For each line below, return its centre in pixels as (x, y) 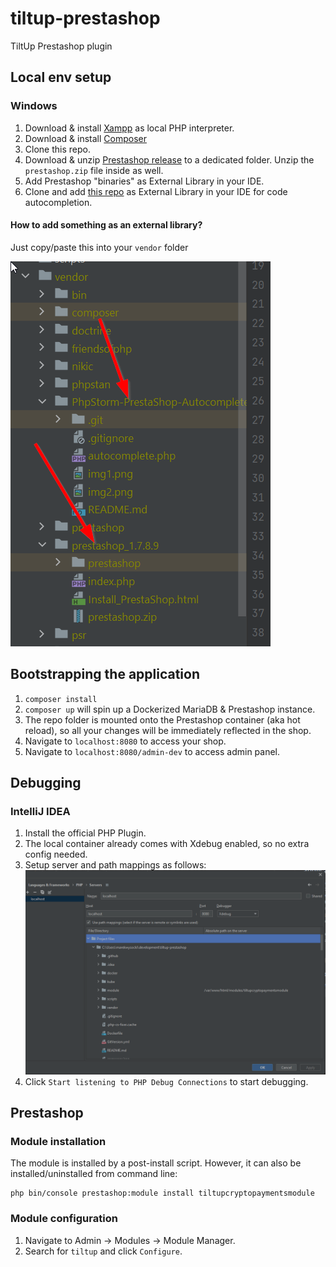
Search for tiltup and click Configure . (103, 1251)
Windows (34, 106)
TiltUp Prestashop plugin (61, 46)
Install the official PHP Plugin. (85, 833)
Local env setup (61, 77)
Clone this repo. (57, 149)
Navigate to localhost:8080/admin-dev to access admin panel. (152, 751)
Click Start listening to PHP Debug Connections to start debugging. (166, 1081)
